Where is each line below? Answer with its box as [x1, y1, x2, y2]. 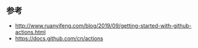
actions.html [14, 28, 46, 35]
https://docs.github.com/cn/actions [14, 35, 104, 42]
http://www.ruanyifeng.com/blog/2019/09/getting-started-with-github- [14, 22, 192, 29]
